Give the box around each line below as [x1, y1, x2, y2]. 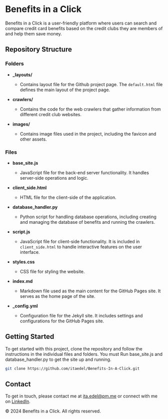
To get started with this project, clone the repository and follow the [5, 345, 142, 351]
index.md [12, 278, 33, 284]
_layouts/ [12, 72, 32, 78]
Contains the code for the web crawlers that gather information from [19, 106, 161, 112]
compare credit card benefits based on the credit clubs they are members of [5, 25, 163, 31]
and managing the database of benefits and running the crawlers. [19, 219, 155, 225]
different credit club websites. [19, 111, 81, 117]
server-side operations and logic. [19, 175, 88, 181]
